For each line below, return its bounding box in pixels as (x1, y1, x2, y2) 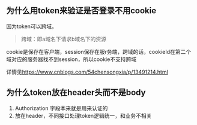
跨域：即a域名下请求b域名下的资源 (20, 35, 107, 42)
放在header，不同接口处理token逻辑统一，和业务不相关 (14, 112, 152, 119)
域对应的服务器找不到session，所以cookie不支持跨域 (6, 56, 137, 63)
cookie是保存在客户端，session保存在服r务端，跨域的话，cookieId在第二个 (6, 48, 192, 55)
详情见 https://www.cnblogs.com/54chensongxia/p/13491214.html (6, 68, 168, 75)
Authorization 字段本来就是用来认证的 (14, 104, 108, 112)
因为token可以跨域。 (6, 23, 57, 30)
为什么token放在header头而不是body (6, 87, 146, 97)
